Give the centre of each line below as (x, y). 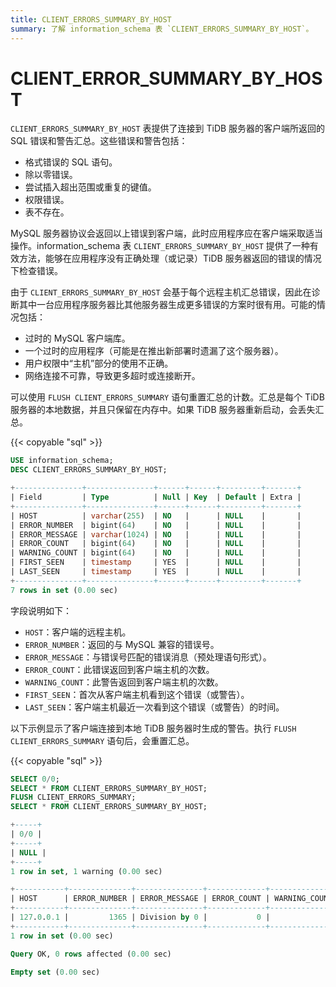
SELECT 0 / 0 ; (35, 779)
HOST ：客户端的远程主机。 (78, 632)
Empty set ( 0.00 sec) (55, 972)
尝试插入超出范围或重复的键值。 (90, 187)
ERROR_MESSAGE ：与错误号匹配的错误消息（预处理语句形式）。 (148, 657)
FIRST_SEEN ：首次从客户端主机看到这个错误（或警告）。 (137, 694)
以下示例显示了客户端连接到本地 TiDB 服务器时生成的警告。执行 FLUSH (153, 728)
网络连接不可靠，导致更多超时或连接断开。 (112, 376)
